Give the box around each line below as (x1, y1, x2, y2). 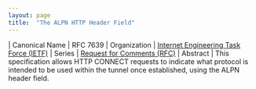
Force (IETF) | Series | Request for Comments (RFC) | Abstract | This (8, 48, 229, 58)
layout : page (8, 11, 51, 20)
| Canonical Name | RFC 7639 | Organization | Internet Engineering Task (8, 40, 241, 49)
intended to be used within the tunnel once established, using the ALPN (8, 65, 240, 74)
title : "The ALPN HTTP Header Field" (8, 19, 135, 27)
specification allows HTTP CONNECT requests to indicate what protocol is (8, 56, 249, 66)
